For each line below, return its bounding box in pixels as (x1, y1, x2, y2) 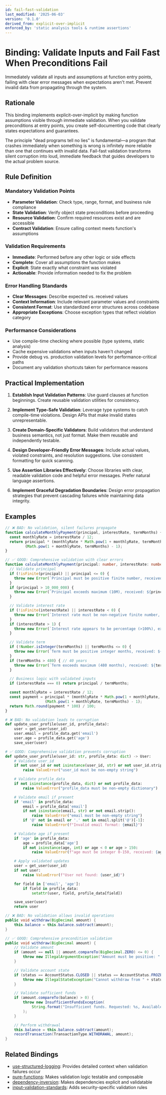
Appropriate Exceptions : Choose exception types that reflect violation (12, 309, 157, 315)
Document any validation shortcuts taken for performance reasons (12, 365, 148, 371)
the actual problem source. (5, 158, 60, 164)
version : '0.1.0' (5, 16, 41, 21)
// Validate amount (14, 945, 54, 950)
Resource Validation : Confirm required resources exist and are (12, 215, 141, 220)
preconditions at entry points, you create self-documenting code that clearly (5, 122, 161, 128)
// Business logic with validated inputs (9, 676, 96, 681)
